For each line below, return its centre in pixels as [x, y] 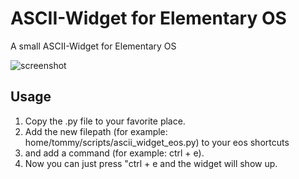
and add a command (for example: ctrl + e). [114, 153]
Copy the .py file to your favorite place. [105, 121]
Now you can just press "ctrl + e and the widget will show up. [151, 163]
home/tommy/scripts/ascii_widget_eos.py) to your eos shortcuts [157, 142]
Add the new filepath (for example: [96, 131]
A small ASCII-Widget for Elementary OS [93, 46]
